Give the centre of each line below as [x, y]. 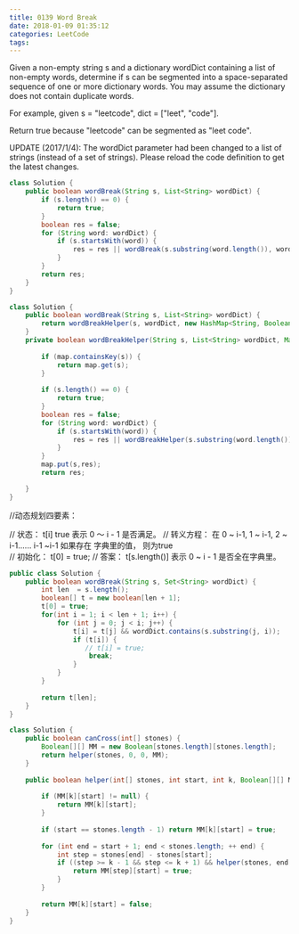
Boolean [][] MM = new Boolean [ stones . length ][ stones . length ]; [159, 747]
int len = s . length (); [85, 590]
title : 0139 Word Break [53, 17]
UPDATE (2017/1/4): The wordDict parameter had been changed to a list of [145, 148]
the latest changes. [44, 167]
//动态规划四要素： [44, 515]
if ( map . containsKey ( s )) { [91, 356]
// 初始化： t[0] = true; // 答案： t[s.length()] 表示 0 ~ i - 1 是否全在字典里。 [145, 556]
